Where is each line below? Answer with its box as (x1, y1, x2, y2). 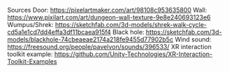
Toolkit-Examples (7, 57, 57, 65)
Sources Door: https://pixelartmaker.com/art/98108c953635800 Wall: (7, 6, 207, 14)
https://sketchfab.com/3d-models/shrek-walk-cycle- (54, 21, 207, 28)
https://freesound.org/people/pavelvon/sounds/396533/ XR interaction (7, 43, 212, 51)
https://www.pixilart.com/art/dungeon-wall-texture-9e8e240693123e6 (7, 13, 211, 21)
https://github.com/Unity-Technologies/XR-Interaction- (54, 50, 213, 58)
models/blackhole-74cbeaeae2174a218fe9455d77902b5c (7, 35, 174, 44)
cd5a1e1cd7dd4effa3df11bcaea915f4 (7, 28, 112, 36)
